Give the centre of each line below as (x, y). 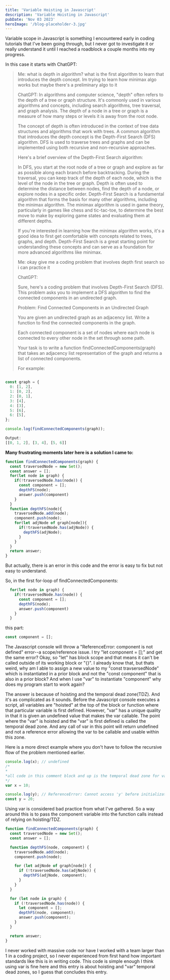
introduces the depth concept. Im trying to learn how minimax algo (87, 79)
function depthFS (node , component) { (50, 847)
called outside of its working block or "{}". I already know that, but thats (80, 663)
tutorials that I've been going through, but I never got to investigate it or (80, 44)
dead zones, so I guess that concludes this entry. (56, 972)
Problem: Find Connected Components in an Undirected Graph (83, 308)
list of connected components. (50, 359)
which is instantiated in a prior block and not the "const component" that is (83, 674)
